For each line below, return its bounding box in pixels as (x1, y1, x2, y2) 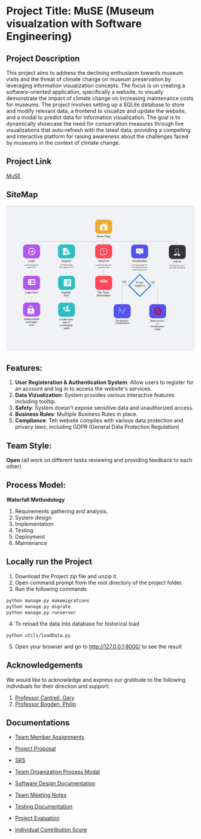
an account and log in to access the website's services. (14, 385, 152, 392)
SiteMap (6, 190, 38, 200)
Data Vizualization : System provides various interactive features (14, 392, 175, 399)
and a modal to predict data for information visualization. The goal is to (6, 114, 181, 121)
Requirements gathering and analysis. (14, 507, 108, 515)
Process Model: (6, 480, 66, 490)
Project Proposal (14, 745, 56, 752)
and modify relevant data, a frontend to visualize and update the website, (6, 108, 187, 114)
